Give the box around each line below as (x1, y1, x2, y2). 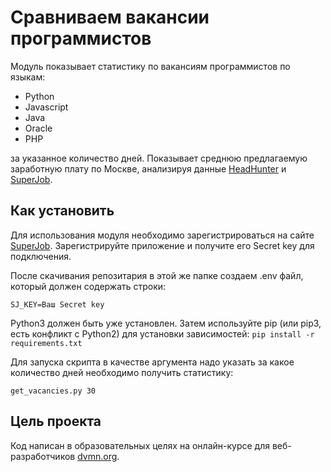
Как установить (10, 202, 115, 220)
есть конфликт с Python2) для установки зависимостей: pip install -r (10, 327, 315, 340)
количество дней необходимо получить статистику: (10, 366, 234, 378)
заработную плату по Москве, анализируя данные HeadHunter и (10, 162, 287, 175)
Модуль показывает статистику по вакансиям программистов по (10, 60, 291, 72)
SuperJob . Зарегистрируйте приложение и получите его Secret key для (10, 239, 315, 251)
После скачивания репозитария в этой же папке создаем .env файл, (10, 269, 304, 281)
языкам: (10, 71, 46, 83)
